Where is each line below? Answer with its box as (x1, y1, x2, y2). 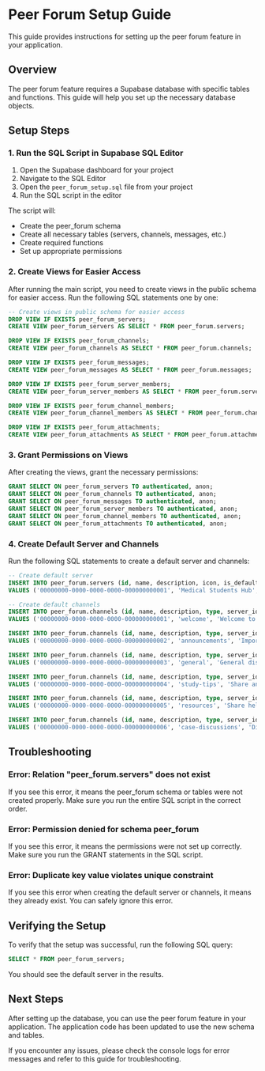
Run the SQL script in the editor (19, 191, 122, 200)
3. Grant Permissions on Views (8, 449, 129, 460)
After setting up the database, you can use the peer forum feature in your (8, 1013, 247, 1023)
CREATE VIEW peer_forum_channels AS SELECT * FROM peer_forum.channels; (8, 344, 252, 353)
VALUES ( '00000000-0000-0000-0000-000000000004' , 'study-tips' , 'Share (8, 680, 248, 688)
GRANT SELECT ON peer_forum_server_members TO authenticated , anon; (8, 505, 238, 513)
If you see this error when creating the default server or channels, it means (8, 887, 252, 897)
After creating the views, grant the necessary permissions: (8, 467, 199, 477)
